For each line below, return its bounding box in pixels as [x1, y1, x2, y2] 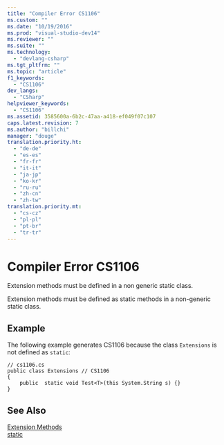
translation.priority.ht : [7, 139, 82, 146]
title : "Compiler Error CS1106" [7, 10, 100, 17]
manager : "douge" [7, 132, 57, 139]
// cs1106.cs [7, 361, 45, 369]
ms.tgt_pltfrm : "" [7, 62, 60, 69]
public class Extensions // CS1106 [7, 367, 110, 374]
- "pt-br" [13, 222, 41, 229]
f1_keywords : [7, 74, 45, 82]
